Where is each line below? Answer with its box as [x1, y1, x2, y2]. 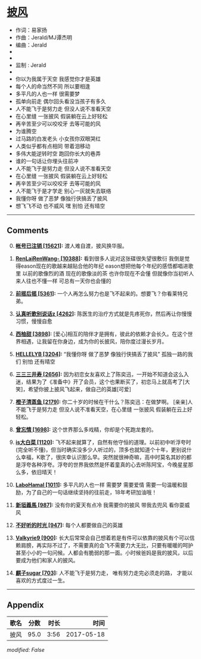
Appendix [7, 600, 44, 610]
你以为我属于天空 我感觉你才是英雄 [15, 75, 101, 82]
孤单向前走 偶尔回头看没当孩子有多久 [15, 97, 106, 105]
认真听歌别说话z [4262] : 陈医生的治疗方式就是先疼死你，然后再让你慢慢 [15, 310, 193, 317]
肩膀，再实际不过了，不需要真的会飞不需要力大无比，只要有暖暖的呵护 [20, 541, 193, 548]
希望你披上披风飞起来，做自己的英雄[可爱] [27, 385, 132, 393]
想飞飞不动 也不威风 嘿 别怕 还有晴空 [15, 202, 106, 209]
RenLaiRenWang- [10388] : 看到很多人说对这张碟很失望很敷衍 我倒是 [15, 255, 185, 262]
